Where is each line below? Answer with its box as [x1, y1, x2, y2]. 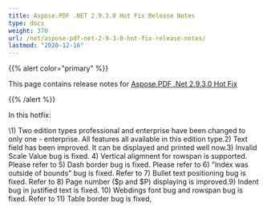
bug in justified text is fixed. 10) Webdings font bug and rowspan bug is [8, 185, 243, 195]
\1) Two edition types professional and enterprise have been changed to [8, 126, 246, 136]
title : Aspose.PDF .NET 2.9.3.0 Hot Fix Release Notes [8, 11, 196, 20]
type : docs [8, 19, 45, 27]
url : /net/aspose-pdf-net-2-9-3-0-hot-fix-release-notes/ [8, 34, 206, 43]
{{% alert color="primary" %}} [8, 63, 109, 73]
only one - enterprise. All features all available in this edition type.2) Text [8, 134, 249, 144]
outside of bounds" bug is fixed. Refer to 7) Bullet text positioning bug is [8, 168, 246, 178]
